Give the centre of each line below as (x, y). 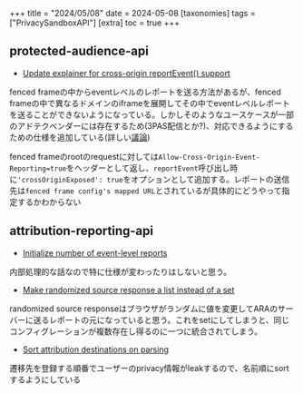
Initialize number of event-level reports (95, 252)
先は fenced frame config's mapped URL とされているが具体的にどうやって (146, 191)
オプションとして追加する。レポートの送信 (210, 179)
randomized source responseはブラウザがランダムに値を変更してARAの (144, 309)
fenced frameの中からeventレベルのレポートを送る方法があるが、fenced (145, 92)
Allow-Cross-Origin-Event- (209, 157)
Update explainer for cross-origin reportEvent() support (127, 73)
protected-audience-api (79, 51)
